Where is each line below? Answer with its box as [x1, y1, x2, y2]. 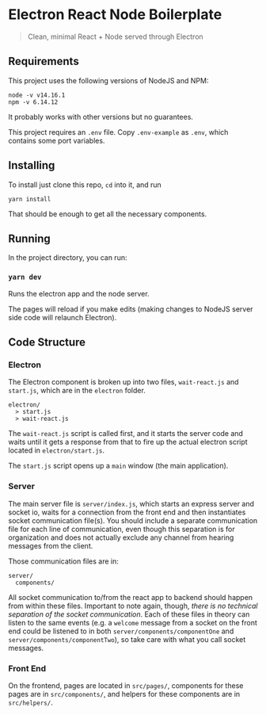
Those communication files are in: [8, 556, 119, 566]
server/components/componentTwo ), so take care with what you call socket [8, 634, 246, 644]
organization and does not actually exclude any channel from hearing [8, 533, 234, 542]
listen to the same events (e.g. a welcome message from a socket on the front [8, 617, 257, 627]
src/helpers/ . [8, 698, 53, 707]
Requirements [8, 55, 79, 68]
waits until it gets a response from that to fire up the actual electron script [8, 438, 248, 447]
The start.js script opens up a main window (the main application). [8, 461, 229, 471]
